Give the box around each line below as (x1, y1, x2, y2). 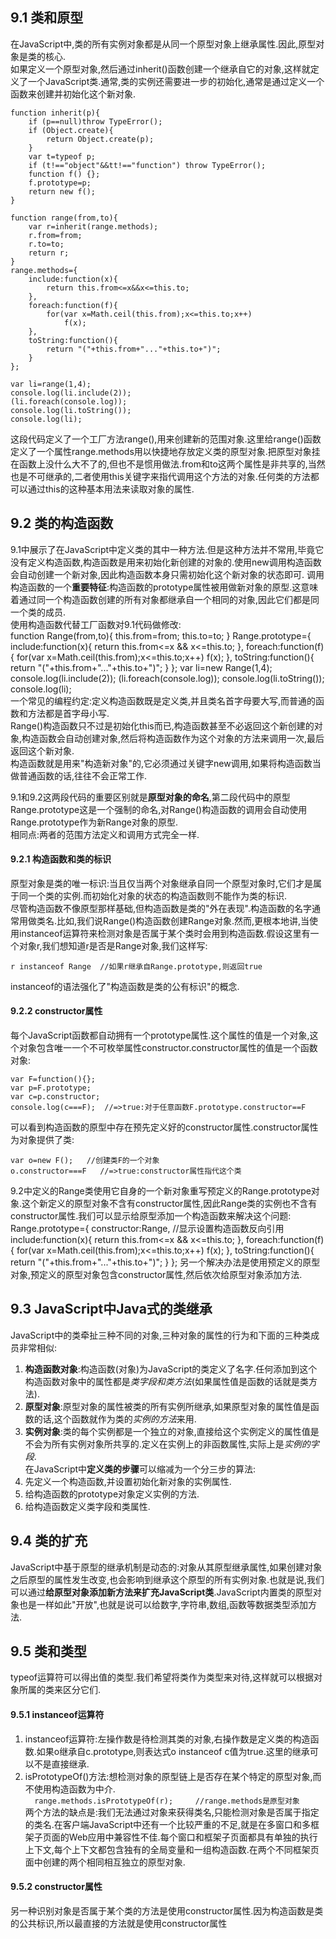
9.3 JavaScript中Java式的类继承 (10, 1301, 213, 1318)
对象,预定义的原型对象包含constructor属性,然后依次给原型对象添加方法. (10, 1269, 303, 1281)
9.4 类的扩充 (10, 1533, 88, 1550)
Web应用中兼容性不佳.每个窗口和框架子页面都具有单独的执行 (68, 1831, 318, 1843)
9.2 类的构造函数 (10, 515, 114, 532)
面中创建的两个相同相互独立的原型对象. (24, 1856, 186, 1868)
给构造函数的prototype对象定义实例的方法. (24, 1488, 200, 1500)
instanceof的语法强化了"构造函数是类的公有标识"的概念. (10, 980, 240, 992)
